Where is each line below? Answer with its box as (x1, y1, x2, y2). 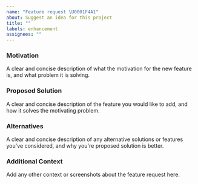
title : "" (6, 20, 31, 26)
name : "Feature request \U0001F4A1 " (6, 8, 99, 15)
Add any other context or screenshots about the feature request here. (6, 171, 180, 179)
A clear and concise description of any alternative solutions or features (6, 136, 183, 143)
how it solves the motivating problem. (6, 107, 100, 114)
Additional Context (6, 157, 63, 165)
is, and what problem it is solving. (6, 71, 90, 79)
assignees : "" (6, 31, 42, 38)
